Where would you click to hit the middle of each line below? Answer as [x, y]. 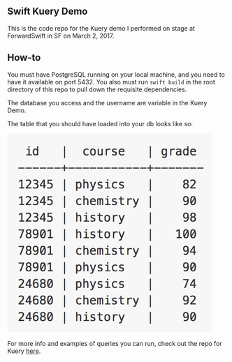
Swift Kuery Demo [48, 12]
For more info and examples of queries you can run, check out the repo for [115, 343]
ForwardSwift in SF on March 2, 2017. [61, 36]
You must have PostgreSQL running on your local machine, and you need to [116, 74]
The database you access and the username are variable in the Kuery [107, 103]
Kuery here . [24, 351]
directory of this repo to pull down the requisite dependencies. [97, 89]
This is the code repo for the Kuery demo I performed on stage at [101, 28]
